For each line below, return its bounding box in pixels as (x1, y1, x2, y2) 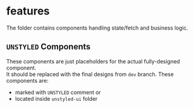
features (6, 4, 50, 18)
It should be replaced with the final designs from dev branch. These (6, 71, 174, 78)
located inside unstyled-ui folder (15, 95, 98, 102)
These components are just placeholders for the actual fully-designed (6, 57, 180, 65)
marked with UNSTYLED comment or (15, 89, 101, 96)
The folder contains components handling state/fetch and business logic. (6, 24, 189, 31)
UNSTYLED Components (6, 42, 91, 52)
